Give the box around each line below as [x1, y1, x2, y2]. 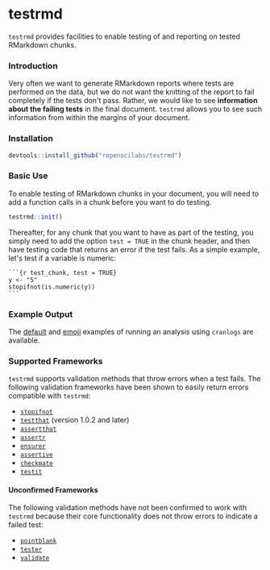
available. [8, 335, 40, 345]
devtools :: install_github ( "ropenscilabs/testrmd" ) [8, 151, 182, 160]
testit [19, 468, 43, 476]
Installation [8, 133, 54, 144]
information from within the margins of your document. [8, 113, 191, 123]
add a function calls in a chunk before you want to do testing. [8, 197, 212, 206]
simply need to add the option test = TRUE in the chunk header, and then [8, 235, 251, 246]
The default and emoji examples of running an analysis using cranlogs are [8, 327, 254, 336]
